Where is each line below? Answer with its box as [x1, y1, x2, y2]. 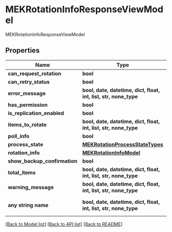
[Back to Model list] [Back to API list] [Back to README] [5, 221, 123, 227]
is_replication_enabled [8, 109, 64, 117]
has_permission [8, 101, 48, 108]
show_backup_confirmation [8, 157, 78, 165]
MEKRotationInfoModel [82, 149, 141, 156]
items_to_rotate [8, 121, 47, 128]
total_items [8, 169, 36, 176]
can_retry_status [8, 78, 50, 85]
